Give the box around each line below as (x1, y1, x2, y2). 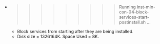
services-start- (119, 14, 150, 20)
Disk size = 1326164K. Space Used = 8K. (17, 33, 99, 39)
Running (119, 4, 136, 10)
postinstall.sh (119, 19, 146, 25)
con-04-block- (119, 9, 149, 15)
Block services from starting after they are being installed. (17, 29, 134, 34)
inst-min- (136, 4, 156, 10)
